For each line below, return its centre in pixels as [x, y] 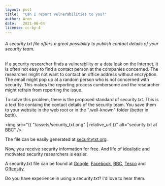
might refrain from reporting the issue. [44, 90]
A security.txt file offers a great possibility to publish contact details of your [82, 43]
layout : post [18, 10]
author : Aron [18, 19]
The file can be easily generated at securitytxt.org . [57, 139]
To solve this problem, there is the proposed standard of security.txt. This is [82, 100]
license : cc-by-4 [23, 28]
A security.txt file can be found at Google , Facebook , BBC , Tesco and [76, 164]
